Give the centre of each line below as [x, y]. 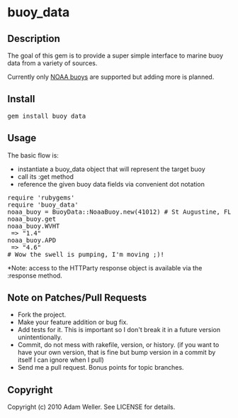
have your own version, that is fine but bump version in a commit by [117, 353]
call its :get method [46, 176]
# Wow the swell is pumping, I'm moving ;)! [86, 254]
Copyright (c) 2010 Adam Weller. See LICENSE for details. [91, 407]
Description [34, 39]
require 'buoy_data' [43, 204]
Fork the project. [42, 315]
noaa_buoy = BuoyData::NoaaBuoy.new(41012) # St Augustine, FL [119, 211]
